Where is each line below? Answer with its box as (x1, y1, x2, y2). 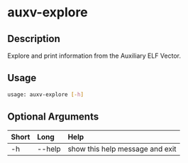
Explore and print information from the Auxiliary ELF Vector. (7, 51, 181, 60)
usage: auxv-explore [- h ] (7, 90, 84, 98)
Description (7, 33, 60, 45)
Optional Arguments (7, 111, 99, 123)
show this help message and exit (67, 144, 177, 154)
